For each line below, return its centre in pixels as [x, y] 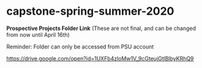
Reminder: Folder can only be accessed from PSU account [80, 47]
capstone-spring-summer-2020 [90, 11]
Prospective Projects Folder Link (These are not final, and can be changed [101, 28]
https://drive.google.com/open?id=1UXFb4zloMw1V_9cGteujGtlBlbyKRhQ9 [100, 58]
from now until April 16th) [38, 34]
